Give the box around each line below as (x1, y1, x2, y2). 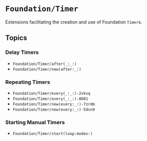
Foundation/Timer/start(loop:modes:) (12, 131, 93, 136)
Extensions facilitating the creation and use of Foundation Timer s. (5, 19, 142, 25)
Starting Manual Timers (5, 119, 65, 126)
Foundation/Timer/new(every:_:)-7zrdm (12, 101, 95, 107)
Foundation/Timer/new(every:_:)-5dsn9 (12, 107, 95, 112)
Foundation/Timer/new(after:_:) (12, 66, 81, 72)
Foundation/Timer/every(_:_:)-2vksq (12, 91, 91, 96)
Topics (5, 33, 27, 42)
